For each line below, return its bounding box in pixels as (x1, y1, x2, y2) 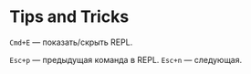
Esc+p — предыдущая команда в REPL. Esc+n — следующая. (9, 54, 243, 65)
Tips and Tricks (9, 6, 130, 27)
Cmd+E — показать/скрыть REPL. (9, 37, 133, 48)
